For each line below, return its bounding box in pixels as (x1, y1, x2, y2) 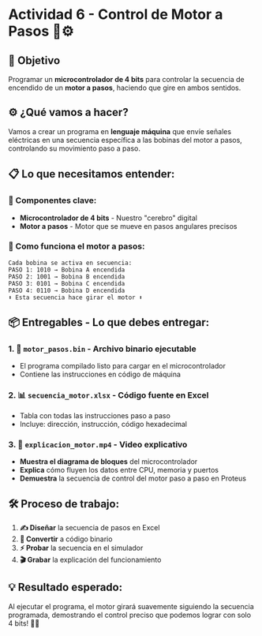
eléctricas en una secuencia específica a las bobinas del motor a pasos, (8, 135, 242, 144)
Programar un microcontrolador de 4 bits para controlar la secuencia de (8, 75, 245, 84)
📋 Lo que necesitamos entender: (8, 167, 175, 181)
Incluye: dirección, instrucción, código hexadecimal (19, 419, 188, 428)
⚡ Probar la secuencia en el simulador (19, 543, 144, 552)
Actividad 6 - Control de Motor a (8, 6, 223, 24)
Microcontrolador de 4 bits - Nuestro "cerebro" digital (19, 213, 197, 223)
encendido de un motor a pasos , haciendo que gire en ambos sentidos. (8, 83, 241, 92)
